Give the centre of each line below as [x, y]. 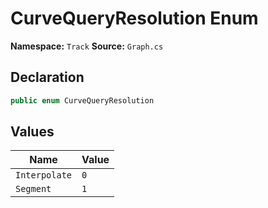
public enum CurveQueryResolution [82, 100]
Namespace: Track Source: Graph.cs [87, 46]
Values [32, 132]
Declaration [47, 77]
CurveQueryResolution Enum [134, 18]
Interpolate [44, 175]
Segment [33, 189]
